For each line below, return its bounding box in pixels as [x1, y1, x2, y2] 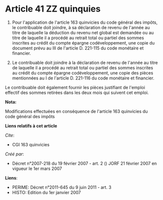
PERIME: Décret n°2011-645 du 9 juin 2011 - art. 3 [12, 184, 112, 190]
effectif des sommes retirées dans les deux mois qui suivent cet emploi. [5, 90, 149, 95]
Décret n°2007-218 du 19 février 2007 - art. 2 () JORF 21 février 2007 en [12, 160, 157, 166]
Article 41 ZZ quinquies [5, 3, 101, 15]
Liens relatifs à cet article [5, 123, 57, 129]
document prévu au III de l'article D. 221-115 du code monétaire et [12, 45, 144, 51]
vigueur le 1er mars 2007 [12, 166, 62, 171]
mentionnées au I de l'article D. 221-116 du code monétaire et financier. [12, 75, 155, 81]
